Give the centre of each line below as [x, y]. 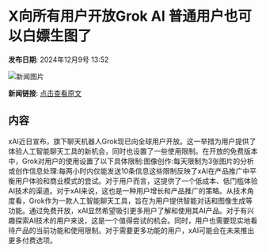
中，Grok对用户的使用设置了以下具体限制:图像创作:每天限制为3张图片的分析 [131, 161]
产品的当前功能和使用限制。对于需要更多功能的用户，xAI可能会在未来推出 [135, 230]
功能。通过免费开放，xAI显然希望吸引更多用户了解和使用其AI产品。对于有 [128, 210]
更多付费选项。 [32, 240]
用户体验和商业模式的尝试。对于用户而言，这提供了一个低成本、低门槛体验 [136, 181]
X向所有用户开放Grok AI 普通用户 [116, 16]
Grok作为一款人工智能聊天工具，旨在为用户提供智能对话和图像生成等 [141, 200]
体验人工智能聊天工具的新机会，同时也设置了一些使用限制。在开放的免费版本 [133, 151]
